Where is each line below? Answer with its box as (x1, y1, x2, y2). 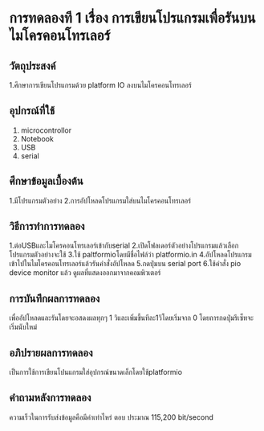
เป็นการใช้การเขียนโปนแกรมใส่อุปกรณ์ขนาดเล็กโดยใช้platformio (9, 367, 183, 377)
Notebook (20, 133, 55, 143)
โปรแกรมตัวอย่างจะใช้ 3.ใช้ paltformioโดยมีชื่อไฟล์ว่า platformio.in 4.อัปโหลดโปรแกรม (9, 250, 252, 260)
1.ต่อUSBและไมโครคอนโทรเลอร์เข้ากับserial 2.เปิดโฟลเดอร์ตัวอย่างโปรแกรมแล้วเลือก (9, 240, 239, 250)
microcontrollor (20, 125, 72, 135)
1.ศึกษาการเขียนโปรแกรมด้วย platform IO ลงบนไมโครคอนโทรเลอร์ (9, 80, 192, 89)
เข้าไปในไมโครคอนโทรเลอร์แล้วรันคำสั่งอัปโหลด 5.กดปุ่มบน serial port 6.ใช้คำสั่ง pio (9, 259, 242, 269)
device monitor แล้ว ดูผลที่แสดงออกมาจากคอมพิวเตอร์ (9, 268, 161, 277)
